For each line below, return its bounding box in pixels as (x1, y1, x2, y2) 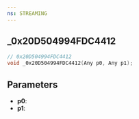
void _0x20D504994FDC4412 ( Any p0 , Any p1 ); (7, 59, 134, 67)
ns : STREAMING (7, 10, 48, 17)
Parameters (7, 79, 58, 90)
